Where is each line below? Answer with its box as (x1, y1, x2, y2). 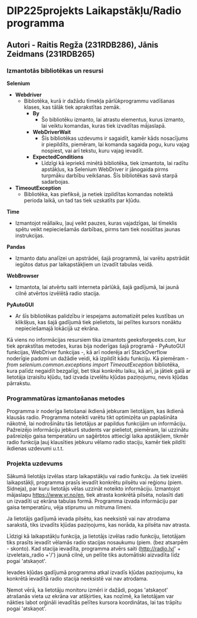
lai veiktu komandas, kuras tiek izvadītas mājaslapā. (41, 122, 167, 129)
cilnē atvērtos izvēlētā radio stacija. (15, 290, 101, 297)
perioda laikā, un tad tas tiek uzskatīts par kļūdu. (23, 197, 141, 204)
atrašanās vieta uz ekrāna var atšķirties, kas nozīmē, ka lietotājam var (6, 593, 174, 600)
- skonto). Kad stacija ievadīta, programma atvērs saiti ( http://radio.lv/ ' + (6, 545, 181, 552)
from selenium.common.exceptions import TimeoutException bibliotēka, (6, 361, 180, 368)
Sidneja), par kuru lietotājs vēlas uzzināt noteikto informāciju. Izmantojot (6, 485, 180, 492)
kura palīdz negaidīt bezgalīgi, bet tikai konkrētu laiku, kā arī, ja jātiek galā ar (6, 367, 191, 374)
